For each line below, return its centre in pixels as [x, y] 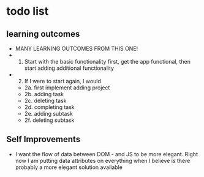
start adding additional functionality [69, 68]
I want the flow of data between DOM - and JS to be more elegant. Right [106, 154]
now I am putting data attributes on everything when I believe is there [103, 160]
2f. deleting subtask [49, 120]
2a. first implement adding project [67, 88]
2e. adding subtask [49, 114]
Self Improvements [43, 139]
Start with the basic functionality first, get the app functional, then [108, 62]
